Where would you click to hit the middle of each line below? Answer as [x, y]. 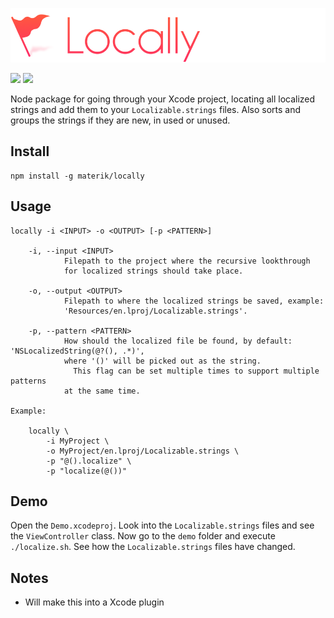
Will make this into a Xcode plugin [94, 602]
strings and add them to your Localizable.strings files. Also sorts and [155, 109]
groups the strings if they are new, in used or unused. [120, 120]
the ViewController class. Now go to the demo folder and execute [143, 536]
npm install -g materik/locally [77, 176]
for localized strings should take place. [153, 271]
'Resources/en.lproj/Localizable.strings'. [155, 311]
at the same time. [102, 391]
